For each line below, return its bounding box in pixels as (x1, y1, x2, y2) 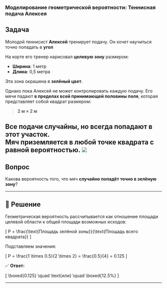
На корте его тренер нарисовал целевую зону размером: (5, 54, 129, 60)
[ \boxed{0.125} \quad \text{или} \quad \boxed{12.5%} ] (5, 273, 119, 279)
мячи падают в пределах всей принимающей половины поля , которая (5, 93, 158, 99)
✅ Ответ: (5, 263, 25, 269)
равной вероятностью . (5, 146, 81, 154)
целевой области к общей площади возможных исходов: (5, 218, 127, 225)
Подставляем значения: (5, 243, 56, 249)
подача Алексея (5, 10, 47, 17)
